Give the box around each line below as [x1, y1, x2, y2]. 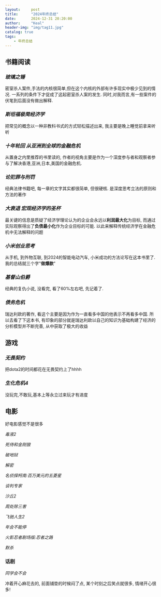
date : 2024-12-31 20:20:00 [5, 16, 73, 21]
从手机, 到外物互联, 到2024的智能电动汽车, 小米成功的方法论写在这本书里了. [5, 254, 156, 260]
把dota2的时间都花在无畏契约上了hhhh [5, 366, 82, 372]
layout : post [5, 7, 40, 12]
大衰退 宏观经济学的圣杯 [5, 205, 61, 212]
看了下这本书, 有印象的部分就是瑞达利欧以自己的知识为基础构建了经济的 [13, 317, 156, 323]
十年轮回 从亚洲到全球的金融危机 [5, 142, 81, 149]
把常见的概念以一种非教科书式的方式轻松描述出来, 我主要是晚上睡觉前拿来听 [5, 123, 156, 129]
